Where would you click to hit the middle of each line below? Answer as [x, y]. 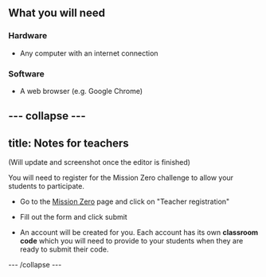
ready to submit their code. [64, 249]
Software [27, 73]
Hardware [28, 36]
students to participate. [47, 186]
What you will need [57, 13]
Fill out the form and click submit [73, 217]
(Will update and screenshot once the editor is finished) [100, 162]
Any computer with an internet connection [89, 53]
